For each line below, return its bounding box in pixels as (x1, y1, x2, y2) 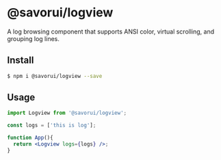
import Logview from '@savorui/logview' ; (7, 109, 127, 117)
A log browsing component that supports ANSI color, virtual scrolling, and (7, 27, 214, 36)
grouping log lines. (7, 34, 60, 42)
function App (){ (7, 135, 53, 142)
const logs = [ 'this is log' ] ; (7, 122, 96, 129)
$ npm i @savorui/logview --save (7, 72, 103, 79)
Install (7, 55, 34, 66)
